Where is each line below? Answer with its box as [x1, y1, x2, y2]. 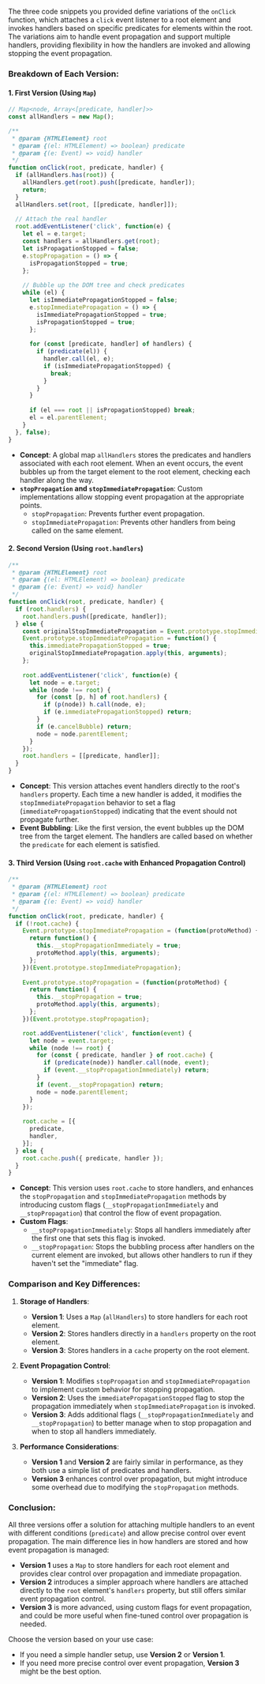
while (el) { [22, 288, 65, 297]
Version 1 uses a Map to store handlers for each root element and [19, 1560, 230, 1569]
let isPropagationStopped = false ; [22, 244, 140, 252]
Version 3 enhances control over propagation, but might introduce [31, 1474, 248, 1483]
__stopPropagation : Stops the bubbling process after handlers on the [31, 1242, 255, 1252]
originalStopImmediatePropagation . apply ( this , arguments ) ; [28, 650, 227, 657]
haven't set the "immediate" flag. [31, 1259, 139, 1268]
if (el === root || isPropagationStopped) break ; [28, 406, 196, 414]
